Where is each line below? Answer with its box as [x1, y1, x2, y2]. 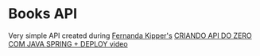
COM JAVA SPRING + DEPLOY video [8, 39, 129, 48]
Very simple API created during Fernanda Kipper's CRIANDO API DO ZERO [8, 31, 252, 40]
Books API [8, 5, 78, 23]
